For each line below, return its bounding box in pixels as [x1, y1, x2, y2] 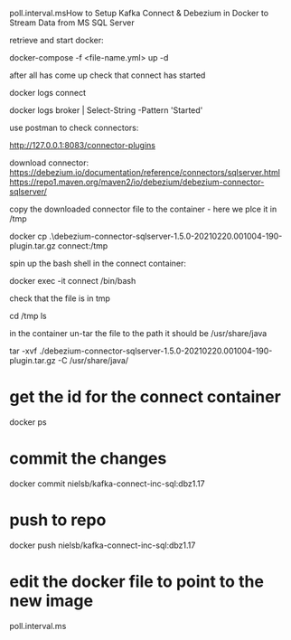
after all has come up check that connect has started [9, 70, 206, 80]
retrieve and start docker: [9, 35, 104, 45]
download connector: [9, 157, 89, 168]
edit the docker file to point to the [9, 571, 265, 591]
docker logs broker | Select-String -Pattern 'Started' [9, 105, 203, 116]
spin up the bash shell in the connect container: [9, 258, 187, 268]
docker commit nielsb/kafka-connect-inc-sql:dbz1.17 [9, 478, 205, 489]
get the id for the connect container [9, 387, 282, 408]
